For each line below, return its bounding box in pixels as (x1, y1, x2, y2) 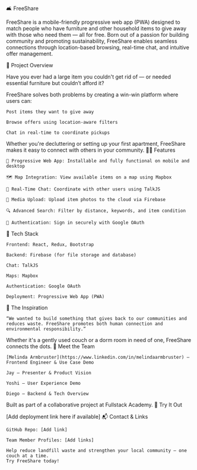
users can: (6, 98, 32, 104)
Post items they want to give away (6, 109, 94, 115)
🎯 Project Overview (6, 62, 53, 68)
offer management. (6, 50, 53, 57)
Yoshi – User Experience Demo (6, 380, 81, 386)
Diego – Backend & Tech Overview (6, 391, 89, 397)
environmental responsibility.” (6, 326, 86, 332)
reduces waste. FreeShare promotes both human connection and (6, 321, 163, 327)
